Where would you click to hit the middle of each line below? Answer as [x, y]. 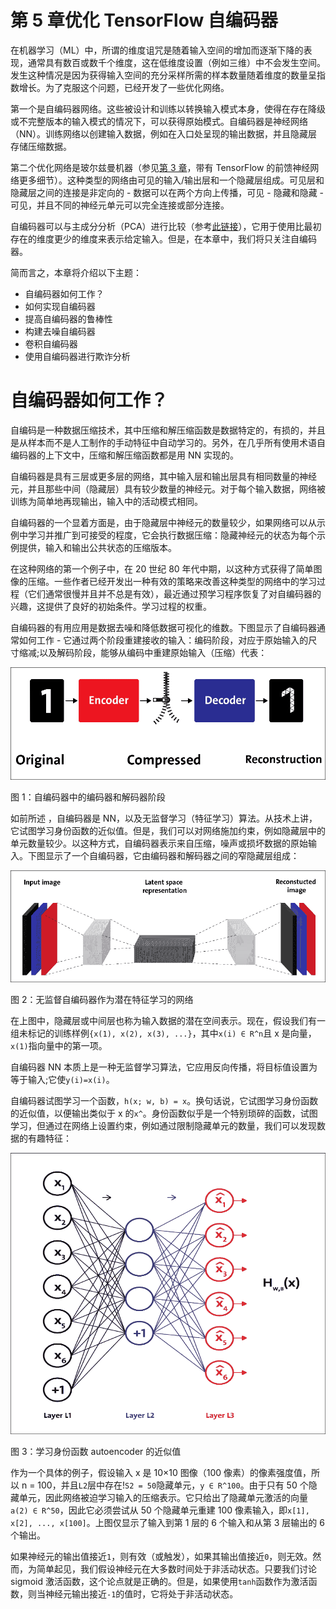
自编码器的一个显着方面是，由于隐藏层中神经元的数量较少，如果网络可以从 [163, 522]
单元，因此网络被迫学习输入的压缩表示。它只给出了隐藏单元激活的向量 [163, 1497]
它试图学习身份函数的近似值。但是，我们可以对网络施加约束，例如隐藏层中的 [168, 830]
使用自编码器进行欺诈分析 [77, 356]
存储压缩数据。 [41, 146]
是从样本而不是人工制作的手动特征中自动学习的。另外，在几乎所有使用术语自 [168, 442]
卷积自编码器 [51, 343]
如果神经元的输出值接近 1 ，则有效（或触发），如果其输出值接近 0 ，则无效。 [161, 1556]
